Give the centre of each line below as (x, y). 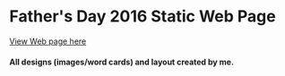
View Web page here (48, 41)
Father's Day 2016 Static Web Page (142, 17)
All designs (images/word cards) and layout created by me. (122, 62)
